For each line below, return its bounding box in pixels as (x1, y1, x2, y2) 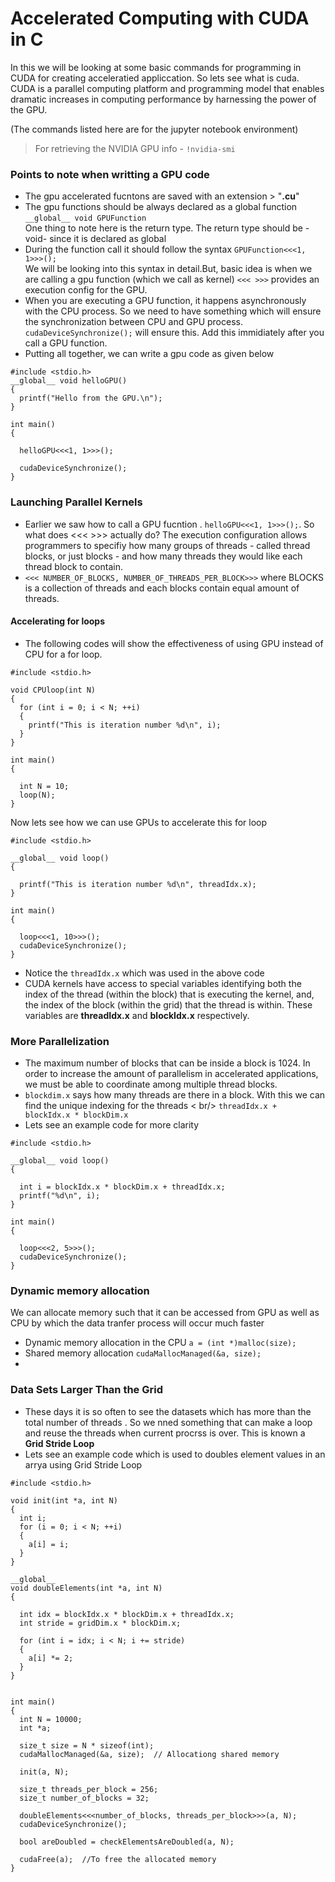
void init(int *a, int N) (10, 1495, 118, 1506)
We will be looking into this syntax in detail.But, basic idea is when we (24, 263, 313, 275)
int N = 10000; (19, 1714, 83, 1724)
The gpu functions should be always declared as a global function (24, 201, 298, 213)
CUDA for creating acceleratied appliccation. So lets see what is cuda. (10, 72, 300, 84)
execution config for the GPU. (24, 284, 148, 296)
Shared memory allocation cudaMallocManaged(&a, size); (24, 1347, 262, 1359)
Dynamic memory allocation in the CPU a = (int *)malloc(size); (24, 1337, 297, 1349)
